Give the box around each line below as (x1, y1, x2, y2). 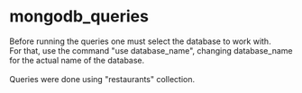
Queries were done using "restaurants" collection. (9, 73, 196, 84)
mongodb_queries (9, 6, 149, 27)
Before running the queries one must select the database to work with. (9, 36, 272, 46)
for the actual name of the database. (9, 55, 145, 65)
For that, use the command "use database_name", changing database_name (9, 45, 293, 55)
